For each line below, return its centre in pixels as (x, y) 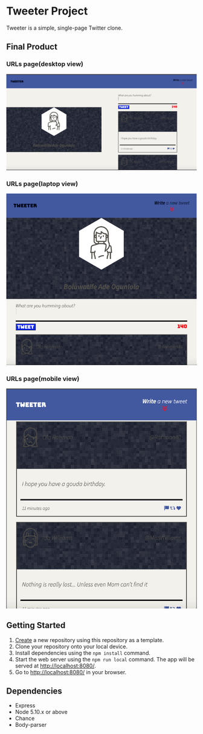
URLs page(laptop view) (42, 184)
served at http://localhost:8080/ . (55, 666)
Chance (25, 718)
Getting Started (36, 625)
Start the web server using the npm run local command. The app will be (105, 659)
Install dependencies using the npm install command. (83, 653)
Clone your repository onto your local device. (71, 646)
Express (25, 706)
